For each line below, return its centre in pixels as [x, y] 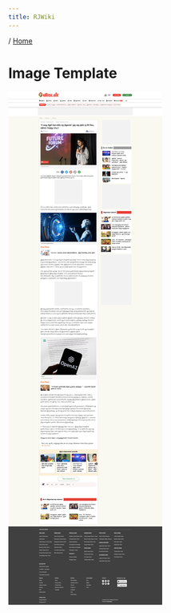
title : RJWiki [32, 17]
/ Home [21, 41]
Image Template [63, 73]
